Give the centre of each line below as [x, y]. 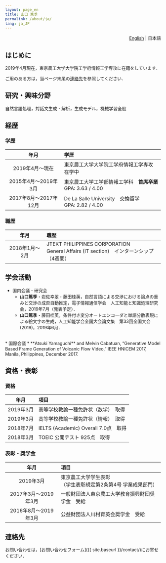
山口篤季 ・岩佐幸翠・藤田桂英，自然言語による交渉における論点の [87, 297]
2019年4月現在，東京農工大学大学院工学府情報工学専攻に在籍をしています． [83, 68]
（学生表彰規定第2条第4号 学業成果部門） [109, 484]
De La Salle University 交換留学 [102, 198]
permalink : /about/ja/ [28, 19]
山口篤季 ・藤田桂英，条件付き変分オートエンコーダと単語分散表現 [87, 315]
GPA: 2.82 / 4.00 [83, 205]
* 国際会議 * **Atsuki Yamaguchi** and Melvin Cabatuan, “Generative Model [83, 343]
